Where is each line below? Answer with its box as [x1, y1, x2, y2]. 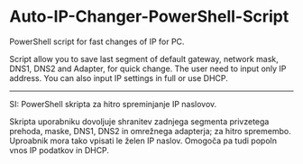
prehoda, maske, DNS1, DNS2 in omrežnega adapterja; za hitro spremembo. [9, 125, 291, 136]
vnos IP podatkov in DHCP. [9, 144, 110, 155]
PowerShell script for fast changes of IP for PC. [9, 36, 185, 47]
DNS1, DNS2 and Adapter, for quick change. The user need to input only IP [9, 63, 287, 74]
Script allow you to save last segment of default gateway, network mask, [9, 53, 280, 64]
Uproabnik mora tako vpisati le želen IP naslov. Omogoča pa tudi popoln [9, 135, 278, 146]
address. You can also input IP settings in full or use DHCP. [9, 72, 228, 83]
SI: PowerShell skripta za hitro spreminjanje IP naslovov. [9, 98, 217, 109]
